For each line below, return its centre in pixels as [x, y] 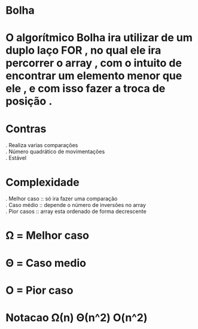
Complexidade [42, 182]
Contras [26, 129]
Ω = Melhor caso [48, 235]
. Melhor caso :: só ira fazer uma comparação [62, 199]
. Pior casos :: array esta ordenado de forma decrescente [76, 211]
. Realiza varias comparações [42, 145]
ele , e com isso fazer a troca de [86, 89]
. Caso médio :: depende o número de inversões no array [76, 205]
